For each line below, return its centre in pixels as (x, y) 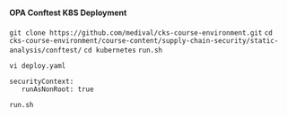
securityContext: (42, 82)
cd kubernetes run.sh (123, 50)
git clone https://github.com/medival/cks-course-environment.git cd (141, 33)
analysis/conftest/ (46, 50)
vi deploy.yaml (38, 66)
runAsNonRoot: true (57, 89)
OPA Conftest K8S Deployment (68, 13)
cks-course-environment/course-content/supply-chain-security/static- (144, 41)
